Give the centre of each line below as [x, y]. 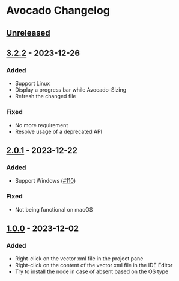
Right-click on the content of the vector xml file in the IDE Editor [94, 265]
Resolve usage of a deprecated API [59, 131]
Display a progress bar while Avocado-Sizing [71, 90]
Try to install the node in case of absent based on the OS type [92, 271]
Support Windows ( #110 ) [45, 181]
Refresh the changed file [45, 96]
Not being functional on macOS [54, 209]
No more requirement [41, 125]
